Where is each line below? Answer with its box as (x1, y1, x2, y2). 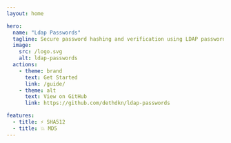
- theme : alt (19, 87, 57, 94)
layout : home (6, 10, 44, 17)
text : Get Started (24, 74, 78, 81)
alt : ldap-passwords (19, 55, 78, 62)
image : (12, 42, 32, 49)
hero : (6, 22, 22, 30)
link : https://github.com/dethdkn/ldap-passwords (24, 99, 170, 107)
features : (6, 112, 35, 120)
